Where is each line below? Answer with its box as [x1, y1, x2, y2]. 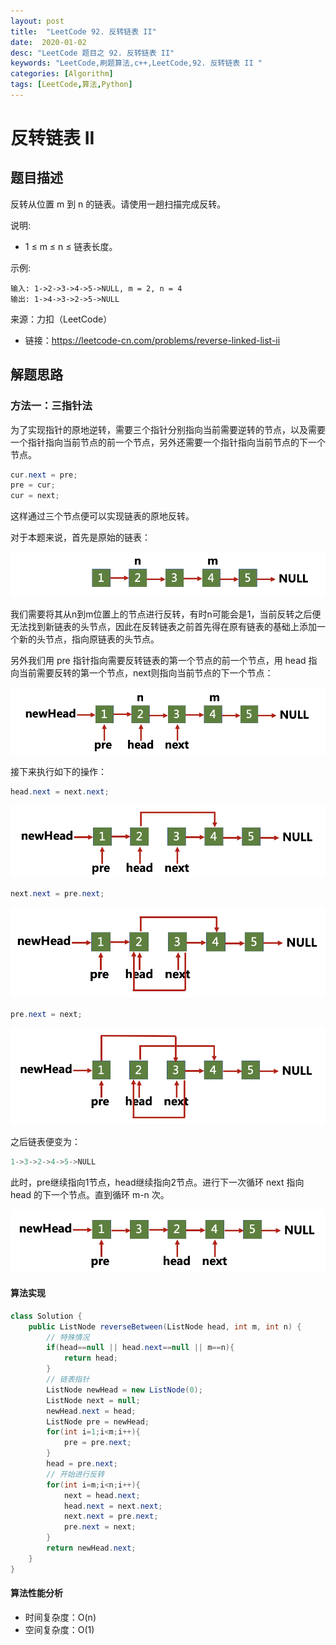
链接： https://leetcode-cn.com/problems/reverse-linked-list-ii [24, 334, 281, 346]
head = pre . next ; [46, 1459, 118, 1469]
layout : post [10, 16, 65, 26]
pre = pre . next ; [63, 1438, 132, 1448]
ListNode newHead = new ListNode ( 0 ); [46, 1385, 203, 1395]
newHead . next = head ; [46, 1406, 137, 1416]
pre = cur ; [10, 480, 56, 490]
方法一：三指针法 [10, 399, 93, 413]
